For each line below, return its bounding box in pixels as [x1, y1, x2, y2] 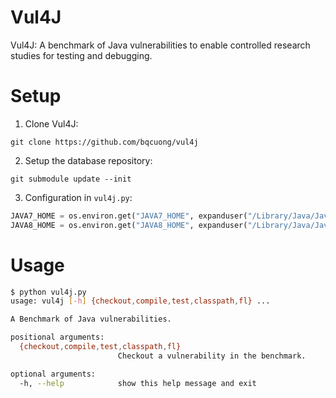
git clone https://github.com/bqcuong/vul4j [10, 137, 199, 147]
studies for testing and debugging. [10, 49, 153, 61]
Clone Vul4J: [24, 117, 79, 130]
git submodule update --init [10, 174, 132, 184]
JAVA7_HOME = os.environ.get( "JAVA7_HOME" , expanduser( [10, 211, 248, 221]
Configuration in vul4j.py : [24, 191, 133, 203]
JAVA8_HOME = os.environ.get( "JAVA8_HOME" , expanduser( [10, 220, 248, 230]
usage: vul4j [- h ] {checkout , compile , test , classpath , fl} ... [10, 296, 271, 306]
